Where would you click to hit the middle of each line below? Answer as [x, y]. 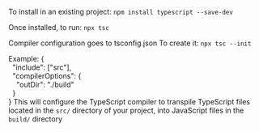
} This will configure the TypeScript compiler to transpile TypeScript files [129, 102]
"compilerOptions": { [47, 76]
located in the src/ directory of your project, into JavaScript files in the [126, 110]
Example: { [26, 59]
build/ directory [36, 119]
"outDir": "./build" [45, 85]
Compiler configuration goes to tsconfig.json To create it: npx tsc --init [130, 43]
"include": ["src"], [42, 67]
